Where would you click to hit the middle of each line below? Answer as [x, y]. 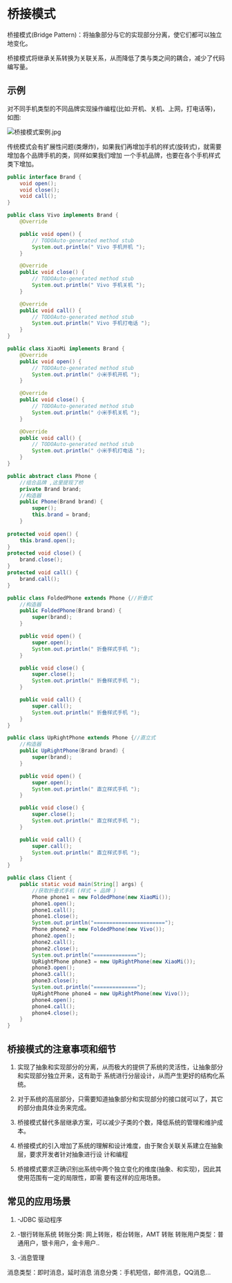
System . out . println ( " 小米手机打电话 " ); [89, 451]
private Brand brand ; [50, 489]
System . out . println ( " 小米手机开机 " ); [86, 374]
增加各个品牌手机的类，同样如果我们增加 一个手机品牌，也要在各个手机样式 [114, 155]
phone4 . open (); [54, 1000]
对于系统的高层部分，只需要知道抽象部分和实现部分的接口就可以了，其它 [120, 1099]
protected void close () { [44, 553]
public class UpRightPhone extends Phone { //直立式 [81, 738]
